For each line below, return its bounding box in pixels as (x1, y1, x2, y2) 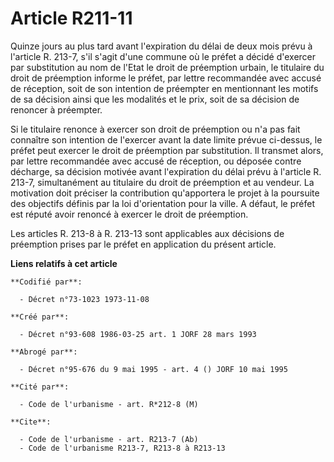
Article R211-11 (10, 7, 133, 30)
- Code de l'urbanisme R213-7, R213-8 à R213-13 (19, 443, 226, 453)
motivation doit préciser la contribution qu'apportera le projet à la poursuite (10, 187, 320, 199)
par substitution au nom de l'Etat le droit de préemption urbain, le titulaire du (10, 61, 325, 73)
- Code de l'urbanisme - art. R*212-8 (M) (19, 399, 199, 409)
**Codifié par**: (10, 277, 83, 287)
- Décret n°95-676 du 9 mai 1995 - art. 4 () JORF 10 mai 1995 (19, 364, 288, 374)
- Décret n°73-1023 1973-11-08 (19, 294, 150, 304)
